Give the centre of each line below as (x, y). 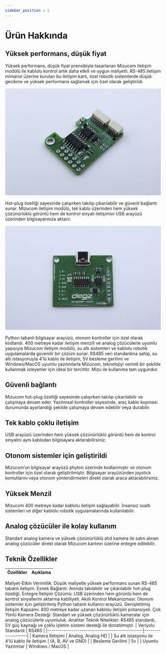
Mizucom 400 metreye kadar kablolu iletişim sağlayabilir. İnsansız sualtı (78, 505)
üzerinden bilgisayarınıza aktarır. (38, 219)
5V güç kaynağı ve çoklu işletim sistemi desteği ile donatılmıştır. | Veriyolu (80, 625)
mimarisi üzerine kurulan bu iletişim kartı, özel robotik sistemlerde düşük (79, 76)
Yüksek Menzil (28, 493)
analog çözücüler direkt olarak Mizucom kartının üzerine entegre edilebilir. (81, 543)
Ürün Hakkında (36, 35)
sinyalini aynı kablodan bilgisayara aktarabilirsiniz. (56, 440)
